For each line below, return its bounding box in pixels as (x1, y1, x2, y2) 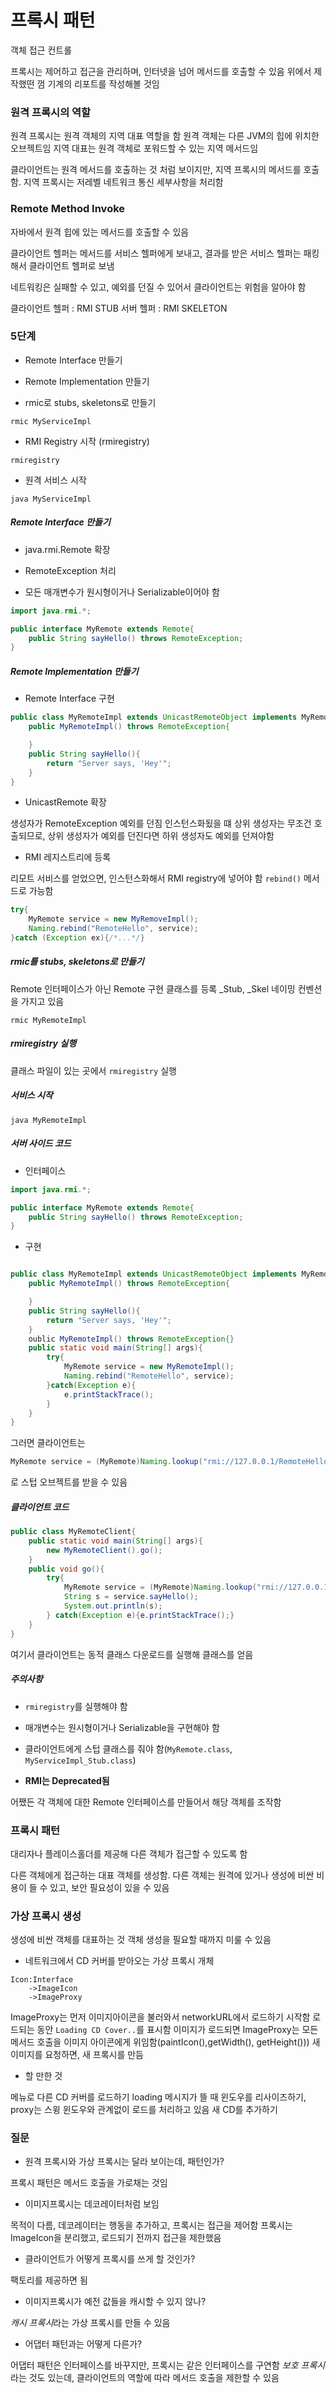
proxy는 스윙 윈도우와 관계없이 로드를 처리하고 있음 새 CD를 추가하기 (10, 2104, 278, 2116)
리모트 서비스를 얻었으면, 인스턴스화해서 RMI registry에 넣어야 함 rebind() (10, 872, 302, 885)
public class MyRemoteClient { (10, 1527, 137, 1537)
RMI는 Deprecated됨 (24, 1774, 110, 1786)
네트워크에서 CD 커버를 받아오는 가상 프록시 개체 (24, 1955, 215, 1967)
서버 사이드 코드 (10, 1137, 72, 1150)
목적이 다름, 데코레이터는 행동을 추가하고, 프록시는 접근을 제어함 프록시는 (10, 2219, 293, 2231)
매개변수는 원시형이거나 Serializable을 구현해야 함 (24, 1721, 220, 1733)
